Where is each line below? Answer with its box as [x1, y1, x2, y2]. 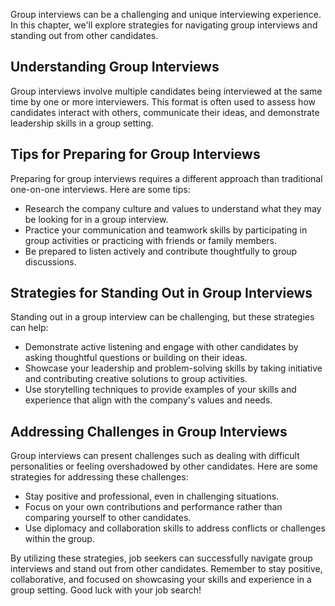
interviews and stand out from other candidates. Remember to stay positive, [10, 563, 323, 575]
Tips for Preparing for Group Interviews [10, 146, 261, 163]
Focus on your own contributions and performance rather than [24, 501, 283, 513]
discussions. [24, 255, 77, 268]
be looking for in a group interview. [24, 213, 169, 225]
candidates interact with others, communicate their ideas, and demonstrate [10, 106, 320, 118]
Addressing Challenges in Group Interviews [10, 423, 288, 440]
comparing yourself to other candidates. [24, 512, 192, 524]
